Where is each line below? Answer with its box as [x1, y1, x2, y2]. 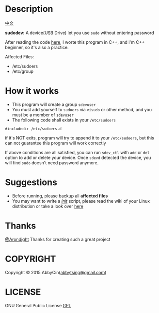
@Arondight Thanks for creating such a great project [5, 236, 111, 242]
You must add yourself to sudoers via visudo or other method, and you [12, 106, 152, 112]
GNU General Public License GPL [5, 302, 71, 308]
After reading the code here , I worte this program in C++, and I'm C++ [5, 39, 145, 45]
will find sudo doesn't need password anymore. [5, 159, 99, 166]
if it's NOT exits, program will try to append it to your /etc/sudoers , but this [5, 135, 154, 140]
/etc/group [12, 68, 34, 74]
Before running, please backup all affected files [12, 193, 108, 199]
